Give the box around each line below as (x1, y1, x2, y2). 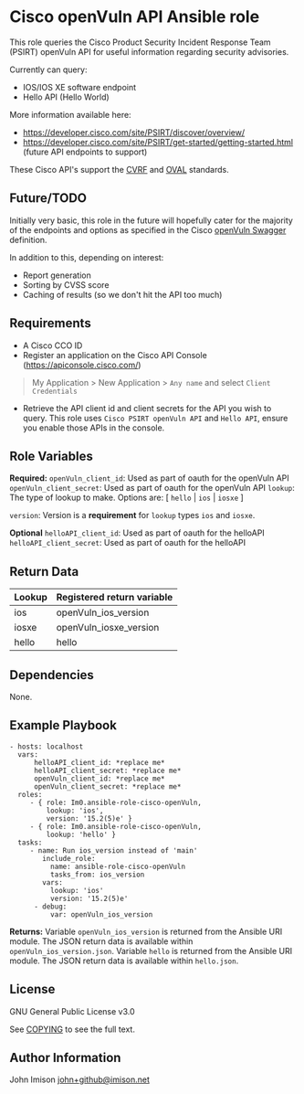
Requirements (9, 315, 91, 331)
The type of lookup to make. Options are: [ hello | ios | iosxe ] (9, 492, 244, 504)
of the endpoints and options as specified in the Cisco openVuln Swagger (9, 224, 287, 235)
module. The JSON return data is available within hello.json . (9, 955, 239, 966)
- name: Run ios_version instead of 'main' (29, 845, 198, 855)
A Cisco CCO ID (22, 340, 83, 351)
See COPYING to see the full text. (9, 1024, 135, 1035)
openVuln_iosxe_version (56, 621, 160, 634)
